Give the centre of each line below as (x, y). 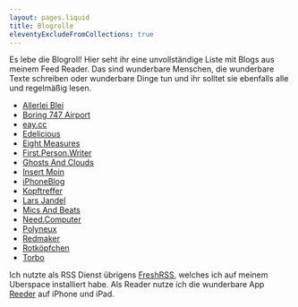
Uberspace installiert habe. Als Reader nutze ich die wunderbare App (137, 285)
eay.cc (34, 124)
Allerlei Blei (43, 106)
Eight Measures (51, 143)
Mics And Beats (51, 210)
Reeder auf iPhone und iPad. (62, 294)
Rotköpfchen (46, 248)
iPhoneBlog (43, 182)
